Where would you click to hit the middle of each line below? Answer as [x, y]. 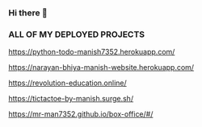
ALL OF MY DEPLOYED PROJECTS [77, 34]
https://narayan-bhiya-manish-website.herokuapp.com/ [101, 68]
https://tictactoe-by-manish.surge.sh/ [71, 99]
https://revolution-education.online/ [67, 83]
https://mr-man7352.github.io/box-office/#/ [81, 114]
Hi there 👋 [28, 13]
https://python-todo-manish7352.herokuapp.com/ [92, 52]
